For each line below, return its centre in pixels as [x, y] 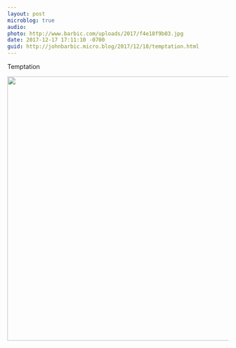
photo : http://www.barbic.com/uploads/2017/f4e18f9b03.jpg [96, 33]
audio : [17, 27]
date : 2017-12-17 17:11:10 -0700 [56, 40]
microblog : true [31, 20]
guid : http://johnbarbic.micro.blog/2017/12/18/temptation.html [103, 46]
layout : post [26, 14]
